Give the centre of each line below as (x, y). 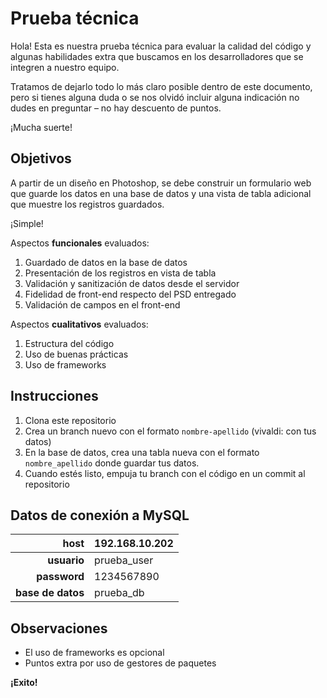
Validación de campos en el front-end (102, 304)
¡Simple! (27, 223)
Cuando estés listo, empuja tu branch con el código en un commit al (165, 473)
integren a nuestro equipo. (65, 67)
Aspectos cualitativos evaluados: (79, 324)
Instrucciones (54, 396)
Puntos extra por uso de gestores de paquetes (120, 663)
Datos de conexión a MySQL (100, 515)
